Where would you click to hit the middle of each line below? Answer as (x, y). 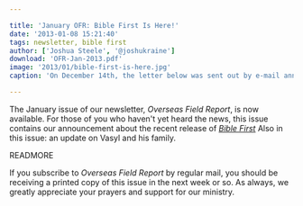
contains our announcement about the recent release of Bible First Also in (147, 128)
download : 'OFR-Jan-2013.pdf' (66, 59)
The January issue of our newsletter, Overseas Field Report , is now (134, 109)
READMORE (32, 155)
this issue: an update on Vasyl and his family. (92, 138)
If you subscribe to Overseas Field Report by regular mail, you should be (144, 173)
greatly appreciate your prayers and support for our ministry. (122, 192)
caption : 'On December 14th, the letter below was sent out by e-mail (145, 76)
